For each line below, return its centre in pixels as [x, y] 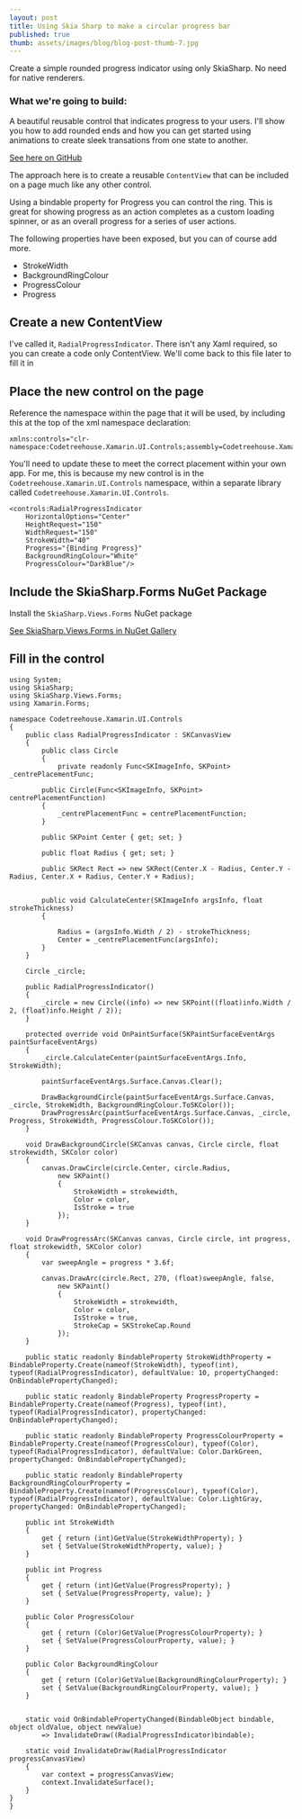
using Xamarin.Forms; [50, 703]
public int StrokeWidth [70, 1522]
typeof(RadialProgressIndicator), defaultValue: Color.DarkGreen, [136, 1451]
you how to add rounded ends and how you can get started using [130, 131]
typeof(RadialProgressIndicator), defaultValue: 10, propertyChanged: [144, 1373]
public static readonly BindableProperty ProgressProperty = [142, 1396]
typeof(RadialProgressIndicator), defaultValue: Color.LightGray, [136, 1499]
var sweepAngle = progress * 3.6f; [108, 1262]
